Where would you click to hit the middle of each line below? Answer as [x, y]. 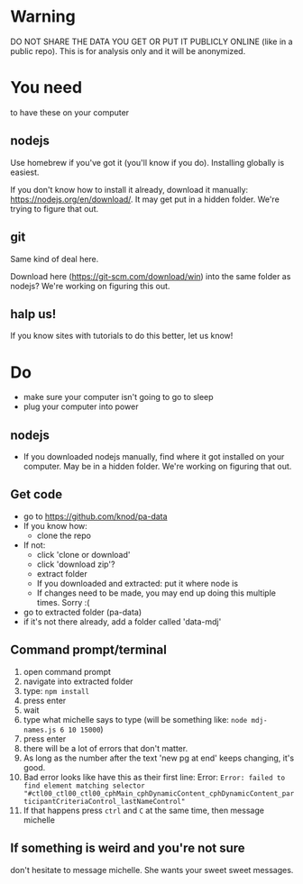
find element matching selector [84, 786]
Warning [43, 17]
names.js [40, 730]
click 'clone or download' [83, 554]
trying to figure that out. [54, 208]
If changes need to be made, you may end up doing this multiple [156, 593]
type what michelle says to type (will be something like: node [135, 719]
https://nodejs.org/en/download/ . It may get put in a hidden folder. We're [145, 199]
